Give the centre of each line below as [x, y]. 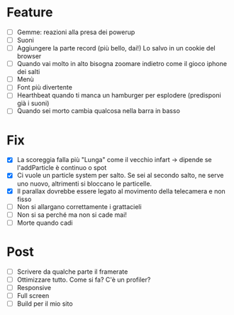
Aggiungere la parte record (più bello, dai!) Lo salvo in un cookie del [116, 48]
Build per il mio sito [45, 304]
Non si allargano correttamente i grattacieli [79, 206]
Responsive [34, 287]
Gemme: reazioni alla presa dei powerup [76, 32]
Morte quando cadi [45, 223]
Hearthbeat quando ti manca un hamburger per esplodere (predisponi [119, 95]
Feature [30, 12]
